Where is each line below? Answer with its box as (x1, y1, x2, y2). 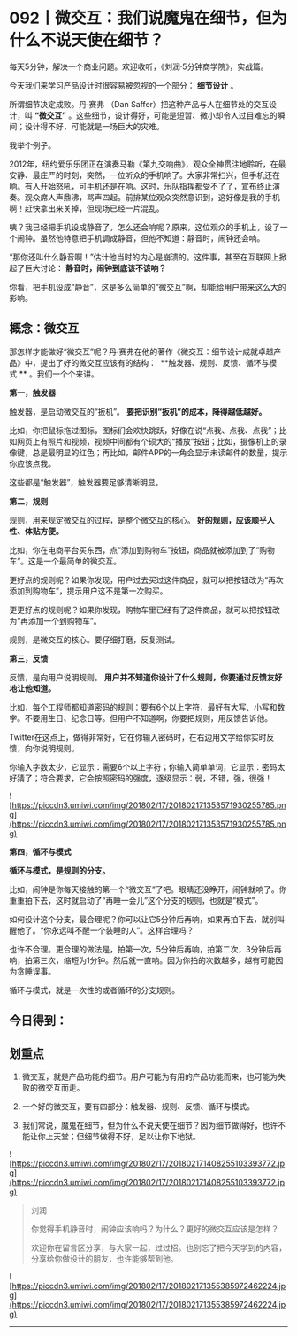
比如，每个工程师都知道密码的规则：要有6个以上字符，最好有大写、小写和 (9, 702, 278, 712)
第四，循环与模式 (9, 846, 72, 857)
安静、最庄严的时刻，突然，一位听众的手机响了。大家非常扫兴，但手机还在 (9, 169, 280, 180)
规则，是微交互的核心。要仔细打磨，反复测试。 (9, 634, 179, 645)
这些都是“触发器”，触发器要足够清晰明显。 (9, 477, 164, 487)
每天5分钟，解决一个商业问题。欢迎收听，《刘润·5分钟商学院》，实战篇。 (9, 61, 269, 72)
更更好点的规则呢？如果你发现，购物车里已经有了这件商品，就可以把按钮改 (9, 604, 280, 615)
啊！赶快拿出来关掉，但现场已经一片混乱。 (9, 203, 164, 214)
